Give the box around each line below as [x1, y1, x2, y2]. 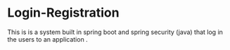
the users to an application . [7, 35, 88, 43]
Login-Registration [7, 5, 120, 21]
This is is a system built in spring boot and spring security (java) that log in [7, 28, 224, 36]
